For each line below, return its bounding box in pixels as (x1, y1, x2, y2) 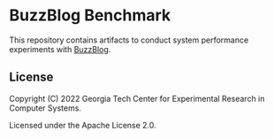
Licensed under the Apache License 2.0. (9, 120, 156, 130)
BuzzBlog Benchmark (9, 5, 171, 26)
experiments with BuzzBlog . (9, 43, 111, 54)
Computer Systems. (9, 103, 82, 113)
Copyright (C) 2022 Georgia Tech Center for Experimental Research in (9, 93, 265, 104)
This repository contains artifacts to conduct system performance (9, 35, 249, 45)
